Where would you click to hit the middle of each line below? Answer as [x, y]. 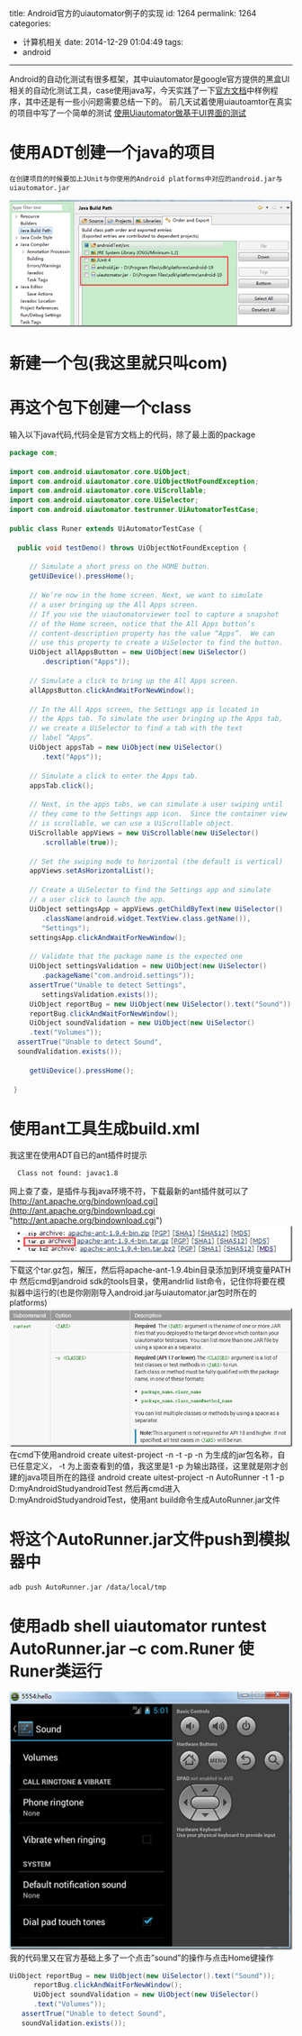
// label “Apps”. [62, 738]
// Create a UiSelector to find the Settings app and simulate [150, 890]
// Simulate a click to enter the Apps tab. [114, 776]
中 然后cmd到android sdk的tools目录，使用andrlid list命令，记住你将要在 [143, 1282]
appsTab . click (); [62, 785]
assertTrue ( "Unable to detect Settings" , [108, 985]
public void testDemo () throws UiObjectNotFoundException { [132, 548]
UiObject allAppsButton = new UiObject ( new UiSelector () [138, 653]
